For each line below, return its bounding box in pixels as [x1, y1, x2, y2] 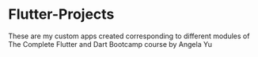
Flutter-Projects [8, 5, 115, 23]
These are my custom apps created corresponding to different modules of [8, 31, 250, 41]
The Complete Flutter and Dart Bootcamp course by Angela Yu [8, 39, 212, 48]
